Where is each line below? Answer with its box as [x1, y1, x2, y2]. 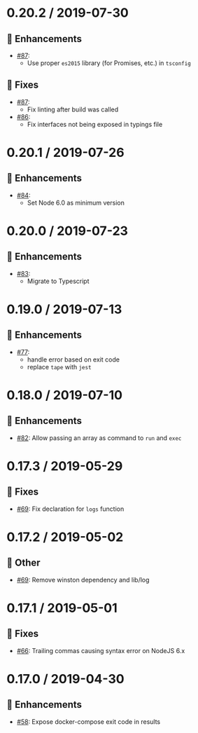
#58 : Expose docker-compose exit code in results [16, 717, 161, 726]
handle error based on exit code [27, 355, 120, 364]
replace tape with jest [27, 362, 92, 371]
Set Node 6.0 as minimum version [27, 198, 125, 207]
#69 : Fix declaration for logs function [16, 505, 125, 513]
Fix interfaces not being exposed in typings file [27, 120, 163, 128]
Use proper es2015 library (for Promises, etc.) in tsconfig [27, 59, 192, 67]
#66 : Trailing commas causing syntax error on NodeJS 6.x [16, 646, 185, 655]
